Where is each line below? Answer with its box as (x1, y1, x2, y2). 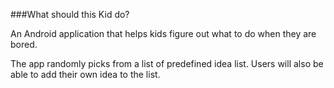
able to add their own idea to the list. (10, 69, 161, 80)
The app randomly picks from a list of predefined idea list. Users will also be (10, 58, 324, 69)
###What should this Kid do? (10, 9, 130, 20)
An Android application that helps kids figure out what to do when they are (10, 28, 317, 39)
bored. (10, 39, 38, 50)
